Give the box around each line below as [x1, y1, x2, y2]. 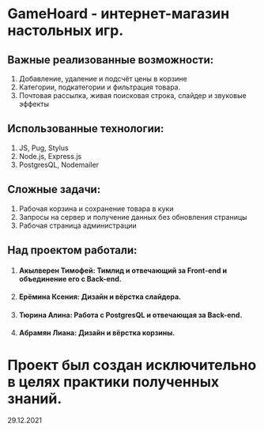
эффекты [18, 100, 49, 108]
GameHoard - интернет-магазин [7, 5, 230, 23]
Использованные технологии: [7, 122, 164, 135]
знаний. [7, 389, 62, 407]
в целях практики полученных [7, 372, 219, 391]
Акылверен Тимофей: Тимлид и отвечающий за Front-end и [18, 266, 227, 275]
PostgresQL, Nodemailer [18, 160, 100, 169]
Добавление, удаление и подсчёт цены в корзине [18, 74, 187, 83]
